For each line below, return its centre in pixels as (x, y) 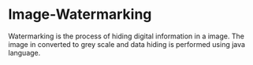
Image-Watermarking (80, 14)
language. (24, 52)
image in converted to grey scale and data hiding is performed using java (127, 44)
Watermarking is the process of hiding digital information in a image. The (126, 36)
